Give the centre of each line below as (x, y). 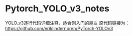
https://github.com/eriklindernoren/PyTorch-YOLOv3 (59, 28)
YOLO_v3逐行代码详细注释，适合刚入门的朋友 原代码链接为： (67, 23)
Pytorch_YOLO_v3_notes (57, 9)
